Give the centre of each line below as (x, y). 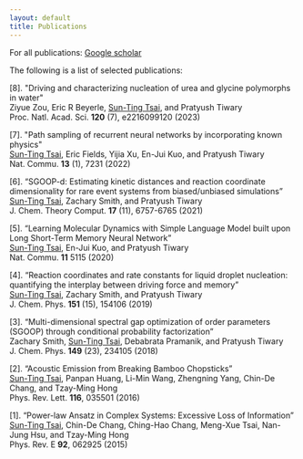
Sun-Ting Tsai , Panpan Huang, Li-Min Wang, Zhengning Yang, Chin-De (142, 378)
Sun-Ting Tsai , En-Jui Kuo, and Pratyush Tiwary (99, 247)
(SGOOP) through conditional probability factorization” (111, 331)
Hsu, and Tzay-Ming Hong (80, 434)
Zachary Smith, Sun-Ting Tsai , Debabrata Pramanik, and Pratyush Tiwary (146, 341)
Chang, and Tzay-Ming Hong (64, 388)
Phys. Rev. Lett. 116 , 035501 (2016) (75, 397)
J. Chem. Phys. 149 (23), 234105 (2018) (84, 350)
